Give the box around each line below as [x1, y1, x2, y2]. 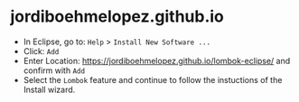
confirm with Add [23, 65, 85, 76]
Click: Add [23, 45, 60, 56]
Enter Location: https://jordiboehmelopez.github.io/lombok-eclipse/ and [23, 55, 291, 66]
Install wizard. [23, 84, 76, 95]
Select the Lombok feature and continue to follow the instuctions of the [23, 74, 283, 85]
